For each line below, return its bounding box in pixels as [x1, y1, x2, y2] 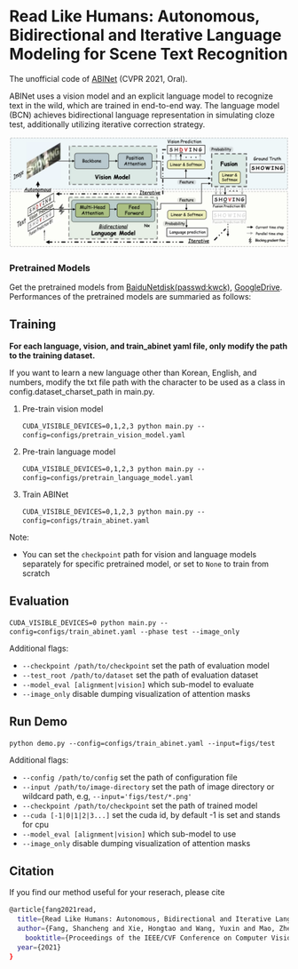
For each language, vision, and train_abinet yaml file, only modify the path [9, 340, 288, 351]
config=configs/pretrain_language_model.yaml [21, 473, 193, 482]
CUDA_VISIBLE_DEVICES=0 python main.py [9, 618, 157, 628]
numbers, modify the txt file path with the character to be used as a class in [9, 376, 286, 388]
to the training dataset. [9, 349, 96, 361]
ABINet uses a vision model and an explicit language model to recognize [9, 91, 273, 101]
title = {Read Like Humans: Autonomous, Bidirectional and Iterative [17, 915, 272, 924]
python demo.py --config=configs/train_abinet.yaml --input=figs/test [9, 739, 276, 748]
